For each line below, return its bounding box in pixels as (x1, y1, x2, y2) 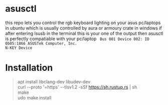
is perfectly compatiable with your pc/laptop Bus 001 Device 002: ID (5, 36, 149, 42)
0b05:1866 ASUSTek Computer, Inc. (5, 41, 78, 46)
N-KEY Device (5, 45, 33, 50)
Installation (5, 62, 53, 73)
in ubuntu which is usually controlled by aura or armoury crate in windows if (5, 25, 162, 31)
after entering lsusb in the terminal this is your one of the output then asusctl (5, 30, 163, 36)
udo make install (17, 94, 52, 100)
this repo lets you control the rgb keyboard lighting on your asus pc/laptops (5, 20, 161, 26)
